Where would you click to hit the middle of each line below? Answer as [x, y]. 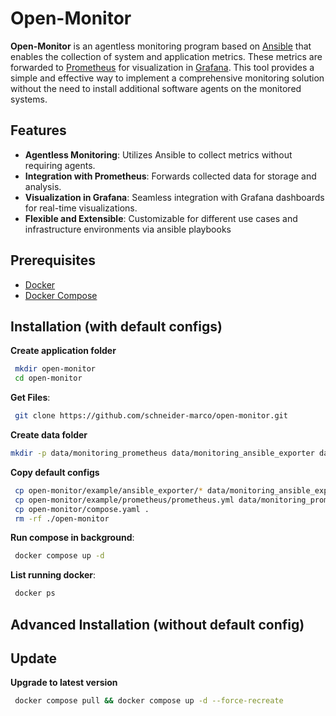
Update [34, 658]
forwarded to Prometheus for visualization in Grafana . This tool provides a [162, 67]
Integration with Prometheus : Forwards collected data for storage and [170, 176]
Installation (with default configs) [116, 326]
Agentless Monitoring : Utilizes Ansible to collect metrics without [158, 154]
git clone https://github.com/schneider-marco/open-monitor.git [151, 416]
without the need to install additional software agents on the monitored [156, 88]
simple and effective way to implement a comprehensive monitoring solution [167, 78]
